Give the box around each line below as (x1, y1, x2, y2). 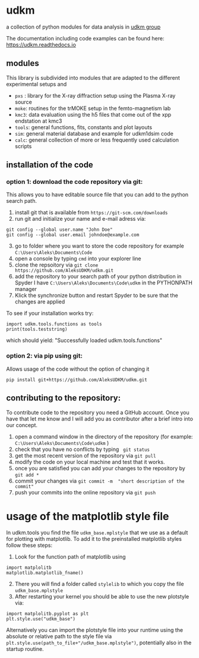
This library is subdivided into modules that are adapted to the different (6, 74, 180, 81)
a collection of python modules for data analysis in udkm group (6, 23, 161, 30)
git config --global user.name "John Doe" (6, 227, 113, 233)
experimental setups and (6, 80, 67, 87)
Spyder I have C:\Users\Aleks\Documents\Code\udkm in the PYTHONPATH (14, 279, 193, 286)
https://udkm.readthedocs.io (6, 41, 76, 48)
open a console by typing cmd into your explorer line (14, 255, 141, 262)
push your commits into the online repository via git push (14, 488, 156, 496)
